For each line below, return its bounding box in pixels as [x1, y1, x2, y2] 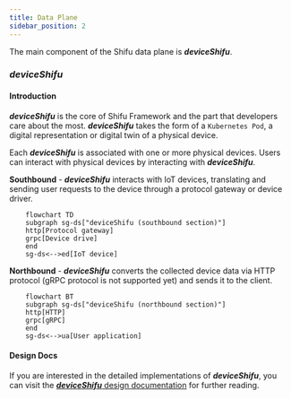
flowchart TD [25, 210, 74, 220]
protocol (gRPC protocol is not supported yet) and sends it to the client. [9, 274, 273, 285]
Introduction [9, 91, 56, 101]
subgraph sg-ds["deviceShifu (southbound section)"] [25, 218, 227, 227]
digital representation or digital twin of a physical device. [9, 129, 218, 140]
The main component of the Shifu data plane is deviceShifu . [9, 46, 233, 56]
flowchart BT [25, 292, 74, 301]
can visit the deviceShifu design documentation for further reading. [9, 379, 260, 390]
